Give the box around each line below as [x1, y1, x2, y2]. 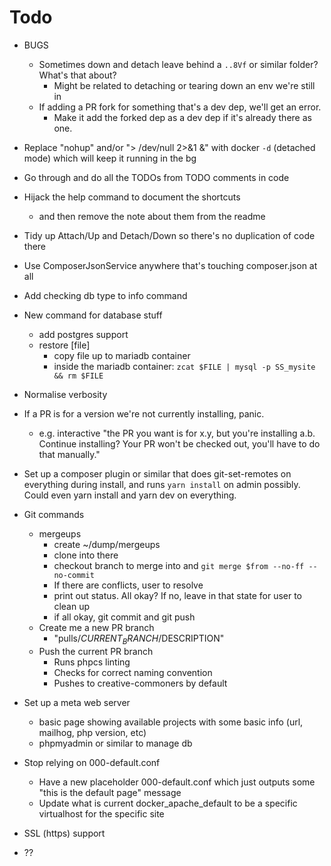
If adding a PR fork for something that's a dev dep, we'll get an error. [38, 101, 322, 113]
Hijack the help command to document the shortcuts [23, 191, 241, 203]
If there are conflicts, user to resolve [53, 579, 204, 591]
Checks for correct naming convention [53, 666, 213, 678]
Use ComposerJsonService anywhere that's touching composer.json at [23, 259, 318, 271]
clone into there [53, 549, 119, 561]
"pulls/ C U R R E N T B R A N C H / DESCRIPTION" [53, 632, 225, 646]
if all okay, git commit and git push [53, 611, 196, 623]
